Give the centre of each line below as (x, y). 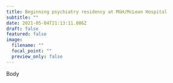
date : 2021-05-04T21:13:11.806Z (46, 23)
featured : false (26, 34)
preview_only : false (37, 57)
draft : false (22, 29)
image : (14, 40)
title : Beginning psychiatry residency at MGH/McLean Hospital (87, 12)
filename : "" (28, 46)
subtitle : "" (22, 17)
